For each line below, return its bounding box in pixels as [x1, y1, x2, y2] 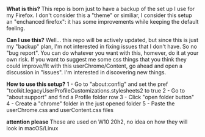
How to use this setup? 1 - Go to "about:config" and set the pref [6, 80, 168, 88]
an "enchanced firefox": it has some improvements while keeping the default [6, 18, 199, 25]
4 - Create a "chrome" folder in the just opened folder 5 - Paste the [6, 100, 175, 107]
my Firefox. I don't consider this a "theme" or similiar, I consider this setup [6, 12, 192, 19]
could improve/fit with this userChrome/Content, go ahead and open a [6, 62, 183, 69]
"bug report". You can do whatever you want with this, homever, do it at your [6, 49, 199, 57]
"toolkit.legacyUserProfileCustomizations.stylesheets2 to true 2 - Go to [6, 87, 185, 94]
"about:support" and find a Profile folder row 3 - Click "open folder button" [6, 94, 195, 100]
